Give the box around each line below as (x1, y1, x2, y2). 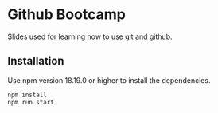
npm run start (7, 98, 55, 106)
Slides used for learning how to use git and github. (7, 32, 173, 41)
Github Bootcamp (7, 6, 127, 24)
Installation (7, 55, 64, 68)
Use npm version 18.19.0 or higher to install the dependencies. (7, 75, 211, 85)
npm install (7, 91, 47, 99)
